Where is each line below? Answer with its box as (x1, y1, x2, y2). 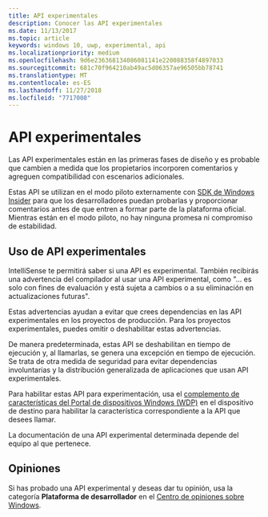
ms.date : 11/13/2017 (8, 26, 78, 34)
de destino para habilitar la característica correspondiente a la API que (8, 406, 241, 415)
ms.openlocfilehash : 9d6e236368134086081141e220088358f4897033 (8, 57, 224, 65)
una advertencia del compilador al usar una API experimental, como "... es (8, 274, 252, 284)
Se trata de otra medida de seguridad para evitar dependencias (8, 357, 218, 366)
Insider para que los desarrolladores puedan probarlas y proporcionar (8, 196, 238, 205)
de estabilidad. (8, 221, 58, 231)
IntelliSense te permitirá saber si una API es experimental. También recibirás (8, 266, 259, 275)
